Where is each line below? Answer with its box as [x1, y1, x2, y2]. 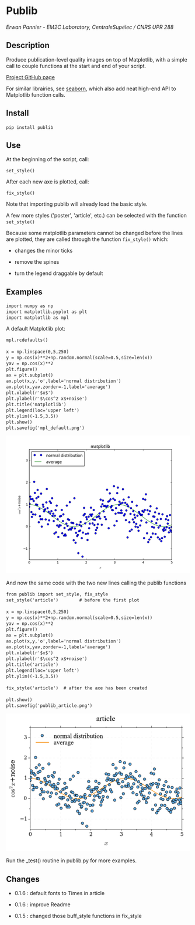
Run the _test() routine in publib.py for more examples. [6, 857, 137, 864]
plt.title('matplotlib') [6, 402, 67, 408]
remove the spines [14, 259, 60, 266]
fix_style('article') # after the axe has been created [6, 685, 148, 691]
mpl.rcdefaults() [6, 337, 48, 344]
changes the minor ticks [14, 247, 73, 254]
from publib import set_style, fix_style [6, 591, 109, 597]
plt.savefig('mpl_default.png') [6, 425, 85, 431]
